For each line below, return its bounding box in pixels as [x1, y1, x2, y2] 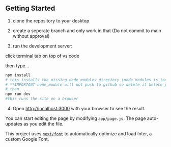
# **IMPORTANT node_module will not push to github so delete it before [5, 82, 163, 87]
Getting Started [5, 4, 55, 13]
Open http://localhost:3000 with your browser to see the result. [12, 106, 146, 112]
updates [5, 121, 23, 127]
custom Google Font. [5, 136, 49, 142]
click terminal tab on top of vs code [5, 53, 80, 59]
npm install [5, 72, 31, 78]
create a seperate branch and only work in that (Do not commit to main [12, 28, 161, 34]
